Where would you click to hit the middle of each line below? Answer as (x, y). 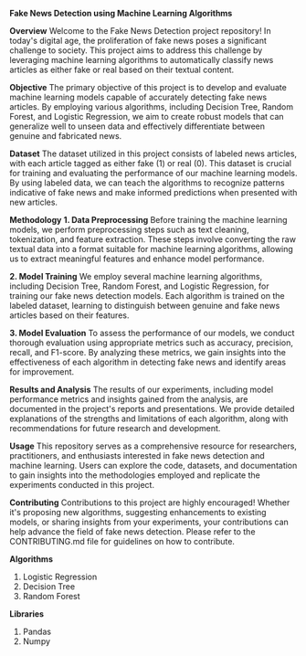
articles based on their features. (69, 315)
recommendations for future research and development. (115, 428)
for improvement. (42, 372)
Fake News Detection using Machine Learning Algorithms (121, 13)
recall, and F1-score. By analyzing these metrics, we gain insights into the (148, 352)
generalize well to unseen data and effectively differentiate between (137, 126)
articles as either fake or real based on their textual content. (122, 69)
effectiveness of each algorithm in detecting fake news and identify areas (148, 362)
